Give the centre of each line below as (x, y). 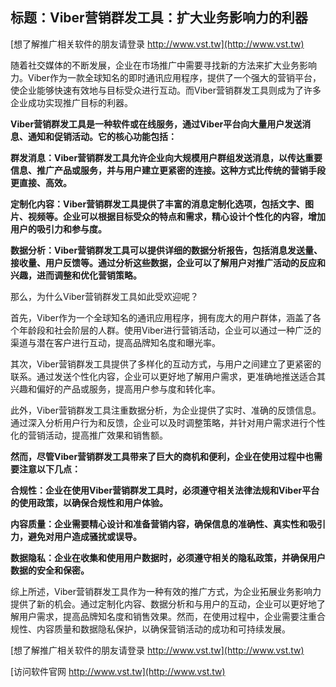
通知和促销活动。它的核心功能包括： (102, 136)
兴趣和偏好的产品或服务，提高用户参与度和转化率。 (115, 389)
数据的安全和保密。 (50, 570)
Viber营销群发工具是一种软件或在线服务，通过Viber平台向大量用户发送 (156, 124)
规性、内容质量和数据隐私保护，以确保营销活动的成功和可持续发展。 (150, 629)
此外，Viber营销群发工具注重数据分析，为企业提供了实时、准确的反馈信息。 (166, 410)
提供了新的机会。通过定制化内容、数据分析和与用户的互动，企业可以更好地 (163, 604)
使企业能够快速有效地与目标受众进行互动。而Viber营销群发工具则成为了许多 (166, 90)
